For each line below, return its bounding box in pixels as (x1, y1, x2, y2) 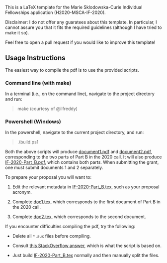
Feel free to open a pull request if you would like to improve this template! (5, 39, 156, 45)
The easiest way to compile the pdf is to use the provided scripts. (5, 67, 139, 73)
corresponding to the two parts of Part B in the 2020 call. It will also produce (5, 154, 162, 160)
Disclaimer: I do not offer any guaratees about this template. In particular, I (5, 19, 157, 25)
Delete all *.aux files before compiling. (12, 233, 91, 239)
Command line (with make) (5, 79, 72, 86)
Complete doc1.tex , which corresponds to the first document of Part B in (12, 199, 161, 205)
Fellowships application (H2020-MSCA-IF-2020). (5, 9, 106, 15)
